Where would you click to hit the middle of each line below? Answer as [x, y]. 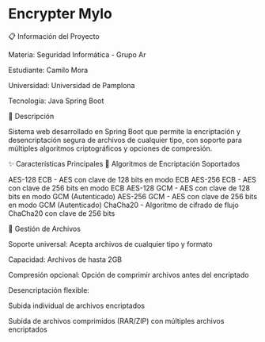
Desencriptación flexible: [49, 290]
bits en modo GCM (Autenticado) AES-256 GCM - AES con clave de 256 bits [133, 196]
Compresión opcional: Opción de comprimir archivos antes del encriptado [129, 275]
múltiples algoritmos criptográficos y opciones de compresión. [110, 148]
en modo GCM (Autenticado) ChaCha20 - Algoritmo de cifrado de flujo [123, 205]
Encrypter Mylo [61, 14]
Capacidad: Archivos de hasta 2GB [65, 259]
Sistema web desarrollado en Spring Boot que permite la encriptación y [125, 131]
